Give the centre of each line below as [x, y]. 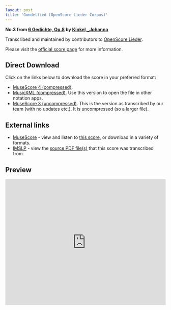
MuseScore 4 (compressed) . [42, 87]
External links [27, 125]
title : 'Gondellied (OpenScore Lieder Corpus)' [57, 15]
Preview [19, 170]
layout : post [19, 10]
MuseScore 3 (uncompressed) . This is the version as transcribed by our [88, 104]
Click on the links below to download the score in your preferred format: [81, 78]
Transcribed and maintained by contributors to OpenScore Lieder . [74, 39]
